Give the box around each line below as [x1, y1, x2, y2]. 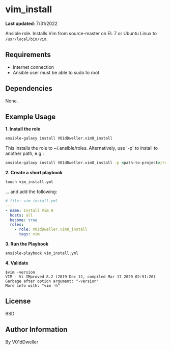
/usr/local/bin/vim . [5, 36, 48, 42]
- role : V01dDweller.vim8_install [14, 227, 88, 232]
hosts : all [10, 212, 33, 218]
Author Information [5, 325, 68, 334]
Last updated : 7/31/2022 [5, 20, 58, 26]
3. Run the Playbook [5, 241, 49, 247]
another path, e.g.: [5, 150, 44, 156]
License [5, 297, 31, 306]
